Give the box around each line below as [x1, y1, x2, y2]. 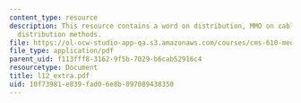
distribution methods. [17, 30, 102, 39]
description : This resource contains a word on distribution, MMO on [9, 21, 275, 30]
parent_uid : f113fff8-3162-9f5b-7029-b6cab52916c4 [9, 55, 202, 64]
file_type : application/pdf [9, 47, 115, 56]
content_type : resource [9, 13, 99, 22]
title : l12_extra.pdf [9, 72, 90, 81]
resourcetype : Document [9, 64, 99, 73]
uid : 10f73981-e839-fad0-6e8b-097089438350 [9, 80, 175, 89]
